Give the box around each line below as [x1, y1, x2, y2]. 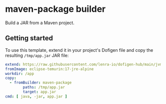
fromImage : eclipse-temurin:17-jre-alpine [5, 67, 94, 71]
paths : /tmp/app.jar [23, 85, 65, 90]
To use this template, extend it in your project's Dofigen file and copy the [5, 47, 153, 53]
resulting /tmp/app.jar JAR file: [5, 52, 69, 58]
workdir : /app [5, 71, 35, 76]
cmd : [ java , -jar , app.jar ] [5, 94, 68, 99]
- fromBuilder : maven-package [9, 80, 72, 85]
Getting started [5, 34, 53, 42]
